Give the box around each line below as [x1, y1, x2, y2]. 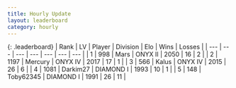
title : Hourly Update [7, 10, 72, 18]
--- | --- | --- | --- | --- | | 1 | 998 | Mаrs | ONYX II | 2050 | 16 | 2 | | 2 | [15, 50, 218, 58]
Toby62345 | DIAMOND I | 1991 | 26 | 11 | [7, 73, 126, 81]
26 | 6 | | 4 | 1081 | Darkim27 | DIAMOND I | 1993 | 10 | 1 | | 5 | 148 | [7, 65, 202, 74]
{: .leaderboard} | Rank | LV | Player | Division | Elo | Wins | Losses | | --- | [7, 43, 222, 51]
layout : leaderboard [7, 17, 69, 24]
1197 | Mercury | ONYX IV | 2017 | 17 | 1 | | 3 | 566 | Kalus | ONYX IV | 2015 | [7, 58, 227, 66]
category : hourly [7, 23, 59, 30]
